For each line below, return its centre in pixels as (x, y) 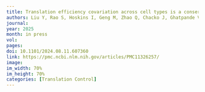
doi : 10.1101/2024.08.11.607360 (47, 51)
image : (15, 62)
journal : (17, 23)
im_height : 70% (26, 74)
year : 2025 (20, 29)
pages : (15, 46)
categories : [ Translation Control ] (52, 79)
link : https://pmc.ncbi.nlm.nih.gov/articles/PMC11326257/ (83, 57)
